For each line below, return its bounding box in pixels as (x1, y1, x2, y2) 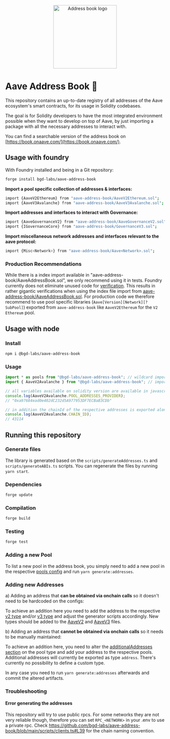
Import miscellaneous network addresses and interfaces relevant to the (5, 233, 159, 240)
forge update (5, 492, 33, 497)
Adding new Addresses (5, 581, 64, 588)
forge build (5, 516, 30, 521)
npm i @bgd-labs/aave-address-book (5, 351, 80, 356)
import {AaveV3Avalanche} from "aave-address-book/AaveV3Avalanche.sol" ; (5, 200, 164, 206)
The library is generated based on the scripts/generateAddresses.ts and (5, 457, 158, 463)
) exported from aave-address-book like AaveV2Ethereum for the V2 (23, 305, 158, 311)
